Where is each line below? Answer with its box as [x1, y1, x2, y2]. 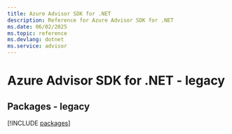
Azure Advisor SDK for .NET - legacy [7, 73, 226, 89]
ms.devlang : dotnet [7, 36, 64, 43]
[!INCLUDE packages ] [7, 119, 71, 127]
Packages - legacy [7, 100, 90, 112]
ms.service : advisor [7, 43, 68, 50]
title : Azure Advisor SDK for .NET [7, 10, 111, 17]
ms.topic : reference [7, 29, 68, 37]
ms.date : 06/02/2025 [7, 23, 68, 30]
